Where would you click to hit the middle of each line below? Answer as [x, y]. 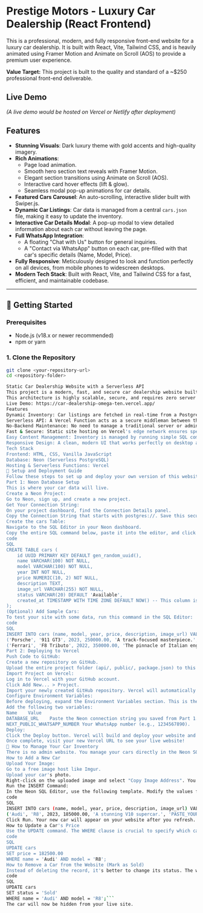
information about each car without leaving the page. [81, 229]
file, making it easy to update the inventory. [69, 216]
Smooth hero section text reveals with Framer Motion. [91, 171]
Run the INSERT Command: [37, 786]
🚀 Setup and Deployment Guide [44, 471]
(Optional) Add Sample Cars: [43, 612]
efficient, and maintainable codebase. [62, 280]
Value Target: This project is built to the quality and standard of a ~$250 [97, 71]
